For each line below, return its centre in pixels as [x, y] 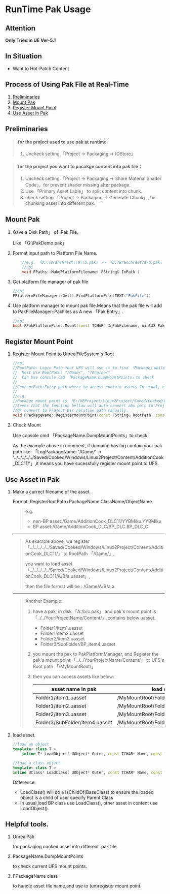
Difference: [24, 782]
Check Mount [27, 425]
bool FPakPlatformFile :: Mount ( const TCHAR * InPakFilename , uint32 [84, 326]
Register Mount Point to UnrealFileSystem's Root [63, 354]
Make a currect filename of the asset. [52, 492]
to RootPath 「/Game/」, [89, 554]
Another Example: [44, 601]
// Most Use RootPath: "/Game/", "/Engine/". [62, 373]
